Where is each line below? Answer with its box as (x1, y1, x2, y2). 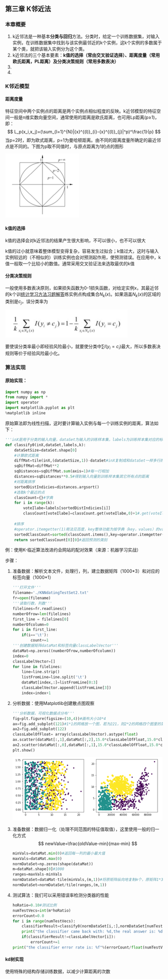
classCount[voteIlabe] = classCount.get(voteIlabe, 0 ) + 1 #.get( (23, 511, 151, 516)
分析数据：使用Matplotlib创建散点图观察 (12, 700, 95, 706)
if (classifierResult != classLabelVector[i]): (21, 934, 116, 939)
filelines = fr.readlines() (12, 606, 66, 611)
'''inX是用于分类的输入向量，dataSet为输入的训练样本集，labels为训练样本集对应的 (5, 437, 159, 442)
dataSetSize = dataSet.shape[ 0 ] (14, 447, 77, 452)
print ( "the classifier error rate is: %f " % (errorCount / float (12, 944, 143, 950)
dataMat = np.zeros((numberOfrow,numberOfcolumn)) (12, 648, 116, 653)
